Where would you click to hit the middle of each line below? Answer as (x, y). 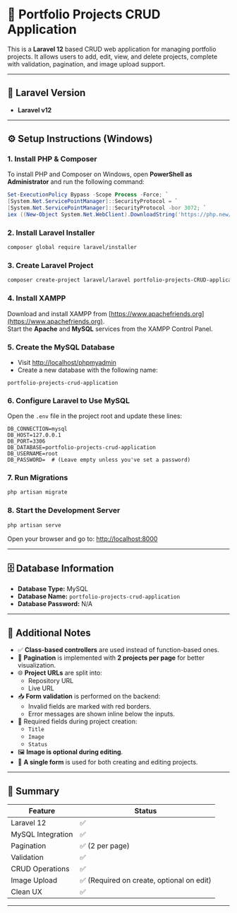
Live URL (41, 688)
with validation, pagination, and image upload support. (86, 64)
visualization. (37, 665)
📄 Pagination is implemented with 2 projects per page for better (111, 658)
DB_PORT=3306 (26, 441)
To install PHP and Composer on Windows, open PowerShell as (100, 174)
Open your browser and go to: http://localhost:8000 (83, 539)
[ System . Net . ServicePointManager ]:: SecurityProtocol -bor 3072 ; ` (107, 208)
